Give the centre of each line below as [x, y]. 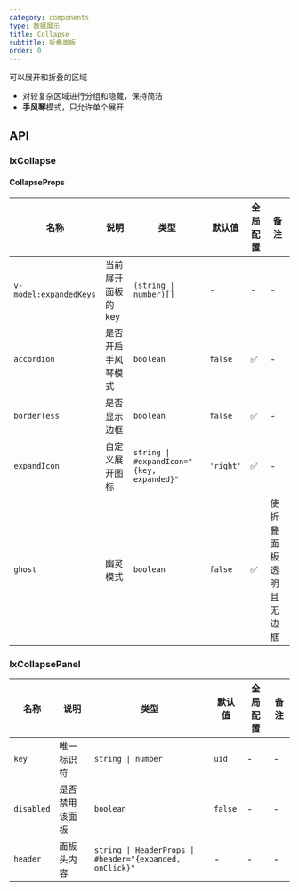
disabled [32, 809]
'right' [225, 466]
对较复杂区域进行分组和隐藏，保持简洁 [92, 96]
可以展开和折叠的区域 [48, 78]
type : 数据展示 [35, 26]
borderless [36, 416]
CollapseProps [37, 183]
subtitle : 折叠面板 [43, 42]
